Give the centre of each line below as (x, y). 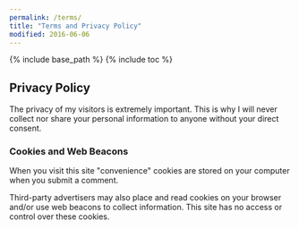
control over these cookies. (60, 216)
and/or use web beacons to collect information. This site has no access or (146, 208)
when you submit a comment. (64, 181)
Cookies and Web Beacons (69, 151)
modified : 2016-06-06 (50, 34)
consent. (26, 128)
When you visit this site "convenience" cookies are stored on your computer (149, 171)
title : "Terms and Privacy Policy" (76, 26)
